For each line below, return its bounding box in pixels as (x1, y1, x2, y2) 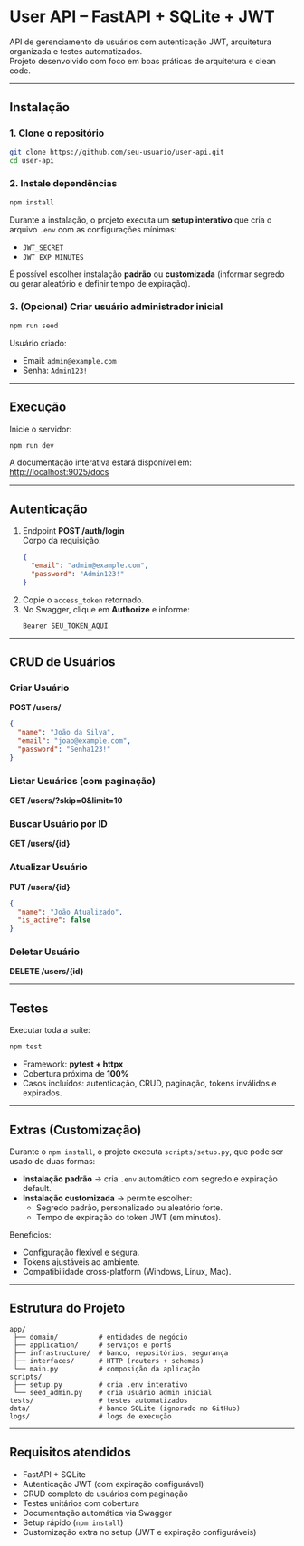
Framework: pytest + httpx (22, 1058, 124, 1069)
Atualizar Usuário (9, 861, 88, 874)
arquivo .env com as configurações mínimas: (9, 223, 177, 234)
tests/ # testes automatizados (9, 1396, 188, 1405)
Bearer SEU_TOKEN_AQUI (22, 621, 109, 631)
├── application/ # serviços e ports (13, 1341, 172, 1350)
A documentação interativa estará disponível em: (9, 457, 192, 468)
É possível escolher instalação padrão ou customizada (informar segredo (9, 269, 285, 280)
